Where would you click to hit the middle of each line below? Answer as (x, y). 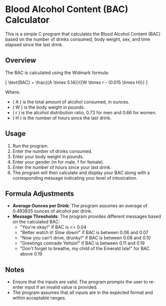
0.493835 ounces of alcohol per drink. (52, 211)
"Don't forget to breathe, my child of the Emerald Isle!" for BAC (85, 249)
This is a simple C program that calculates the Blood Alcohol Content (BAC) (83, 34)
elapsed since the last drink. (34, 44)
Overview (21, 61)
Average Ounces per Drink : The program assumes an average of (80, 206)
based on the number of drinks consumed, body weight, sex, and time (78, 39)
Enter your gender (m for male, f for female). (58, 162)
